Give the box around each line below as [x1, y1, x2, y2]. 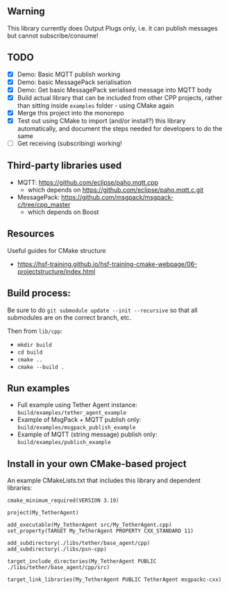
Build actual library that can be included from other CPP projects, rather [17, 93, 223, 101]
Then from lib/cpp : [7, 327, 62, 335]
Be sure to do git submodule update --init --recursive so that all [7, 306, 198, 314]
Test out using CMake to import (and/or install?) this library [17, 116, 186, 124]
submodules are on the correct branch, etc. [7, 313, 132, 322]
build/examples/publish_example [17, 439, 111, 446]
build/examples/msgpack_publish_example [17, 424, 136, 432]
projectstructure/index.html [17, 267, 96, 275]
